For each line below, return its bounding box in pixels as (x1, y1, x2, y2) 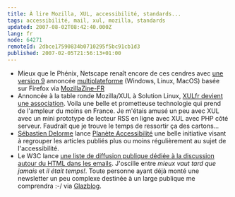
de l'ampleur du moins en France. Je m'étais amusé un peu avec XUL (17, 107, 220, 115)
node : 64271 (7, 37, 42, 44)
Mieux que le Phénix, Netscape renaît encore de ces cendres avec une (17, 68, 224, 78)
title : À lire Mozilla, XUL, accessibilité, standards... (7, 10, 181, 18)
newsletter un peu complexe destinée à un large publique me (17, 174, 195, 182)
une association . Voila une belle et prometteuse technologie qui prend (17, 99, 221, 107)
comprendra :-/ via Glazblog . (17, 181, 102, 190)
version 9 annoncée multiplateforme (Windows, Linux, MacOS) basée (17, 76, 220, 85)
